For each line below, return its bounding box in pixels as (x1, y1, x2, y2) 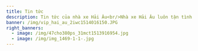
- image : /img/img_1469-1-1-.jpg (11, 36, 94, 42)
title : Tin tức (6, 8, 44, 15)
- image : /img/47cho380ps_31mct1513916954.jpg (11, 30, 129, 36)
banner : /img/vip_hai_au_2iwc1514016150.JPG (6, 19, 118, 25)
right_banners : (6, 25, 44, 31)
